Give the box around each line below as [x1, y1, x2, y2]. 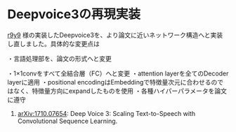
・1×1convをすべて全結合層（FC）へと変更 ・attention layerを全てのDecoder [7, 69, 229, 78]
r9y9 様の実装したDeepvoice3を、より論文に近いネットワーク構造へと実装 [7, 31, 223, 39]
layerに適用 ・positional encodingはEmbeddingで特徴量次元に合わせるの [7, 78, 218, 86]
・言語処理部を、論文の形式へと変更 [7, 54, 112, 63]
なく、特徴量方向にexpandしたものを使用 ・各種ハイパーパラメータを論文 [13, 87, 227, 95]
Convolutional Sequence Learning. [17, 117, 118, 125]
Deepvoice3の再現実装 [7, 6, 140, 22]
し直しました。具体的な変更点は [7, 39, 100, 47]
